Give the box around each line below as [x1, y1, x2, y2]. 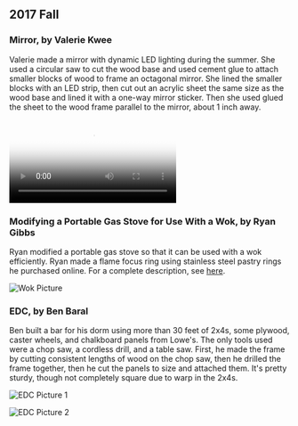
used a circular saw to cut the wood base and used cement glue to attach [9, 63, 278, 74]
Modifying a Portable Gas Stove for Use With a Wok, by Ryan [9, 215, 276, 227]
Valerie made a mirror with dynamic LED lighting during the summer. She [9, 53, 276, 65]
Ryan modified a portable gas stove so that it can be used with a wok [9, 246, 262, 257]
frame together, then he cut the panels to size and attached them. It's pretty [9, 363, 287, 373]
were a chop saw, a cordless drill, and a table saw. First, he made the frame [9, 344, 286, 355]
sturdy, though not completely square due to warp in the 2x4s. [9, 373, 238, 383]
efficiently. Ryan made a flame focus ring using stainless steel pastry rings [9, 256, 282, 266]
